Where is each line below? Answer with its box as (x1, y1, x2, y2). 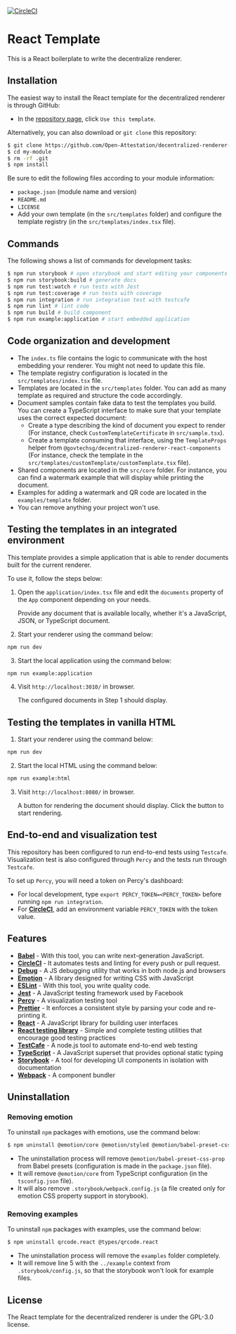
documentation (17, 1063, 62, 1071)
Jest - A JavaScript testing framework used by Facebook (17, 988, 184, 997)
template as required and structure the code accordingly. (17, 391, 183, 400)
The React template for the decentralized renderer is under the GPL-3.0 (7, 1313, 214, 1321)
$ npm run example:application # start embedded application (7, 316, 190, 323)
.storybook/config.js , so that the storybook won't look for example (17, 1267, 214, 1275)
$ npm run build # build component (7, 309, 112, 316)
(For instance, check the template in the (27, 450, 143, 459)
